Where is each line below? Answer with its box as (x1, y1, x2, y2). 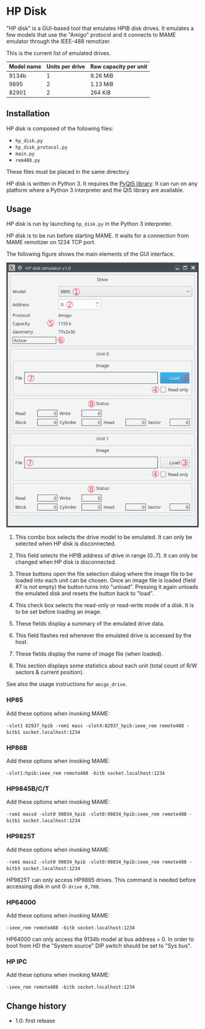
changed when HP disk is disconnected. (15, 558, 117, 566)
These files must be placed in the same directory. (6, 168, 131, 175)
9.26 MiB (90, 72, 114, 79)
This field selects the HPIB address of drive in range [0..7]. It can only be (15, 552, 198, 559)
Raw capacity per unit (90, 63, 148, 70)
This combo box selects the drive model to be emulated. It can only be (15, 534, 193, 541)
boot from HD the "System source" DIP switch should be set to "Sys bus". (6, 941, 192, 949)
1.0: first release (15, 1017, 56, 1024)
